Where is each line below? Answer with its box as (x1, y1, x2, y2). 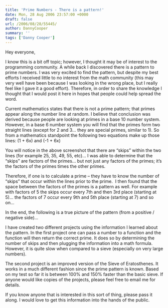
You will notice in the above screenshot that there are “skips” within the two (5, 147, 161, 153)
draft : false (5, 17, 33, 22)
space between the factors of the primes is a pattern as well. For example (5, 183, 157, 189)
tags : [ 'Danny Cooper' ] (5, 36, 55, 41)
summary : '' (5, 31, 30, 36)
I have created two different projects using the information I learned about (5, 224, 158, 230)
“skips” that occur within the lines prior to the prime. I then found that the (5, 178, 157, 184)
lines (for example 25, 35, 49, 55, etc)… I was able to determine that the (5, 152, 153, 158)
